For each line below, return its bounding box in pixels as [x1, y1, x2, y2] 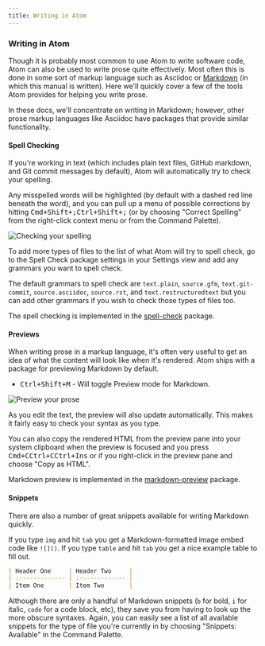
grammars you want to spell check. [8, 263, 123, 273]
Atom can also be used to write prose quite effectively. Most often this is [8, 64, 244, 74]
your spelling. [8, 175, 53, 185]
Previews [8, 329, 40, 339]
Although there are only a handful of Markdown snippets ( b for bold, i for [8, 596, 248, 605]
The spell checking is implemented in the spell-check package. [8, 311, 215, 321]
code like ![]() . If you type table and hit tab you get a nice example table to [8, 543, 258, 553]
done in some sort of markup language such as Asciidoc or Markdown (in [8, 72, 248, 82]
